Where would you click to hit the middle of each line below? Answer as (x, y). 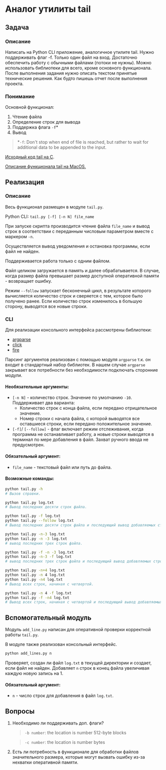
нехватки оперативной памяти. (45, 762)
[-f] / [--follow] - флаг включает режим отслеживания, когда (78, 429)
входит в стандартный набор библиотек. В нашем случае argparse (75, 365)
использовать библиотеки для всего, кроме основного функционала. (79, 68)
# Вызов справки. (23, 493)
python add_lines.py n (28, 653)
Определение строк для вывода (46, 122)
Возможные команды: (30, 478)
